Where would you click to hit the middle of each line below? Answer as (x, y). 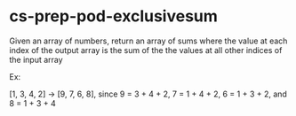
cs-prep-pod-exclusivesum (113, 16)
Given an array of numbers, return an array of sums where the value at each (148, 41)
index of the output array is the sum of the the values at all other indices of (146, 50)
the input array (36, 59)
